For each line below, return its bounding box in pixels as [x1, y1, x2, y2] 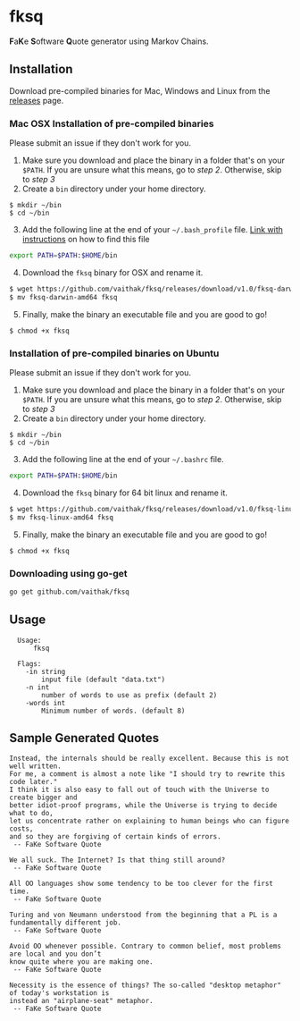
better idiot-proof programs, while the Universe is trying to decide [9, 801, 278, 810]
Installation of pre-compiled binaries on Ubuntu [9, 347, 220, 359]
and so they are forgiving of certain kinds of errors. [9, 832, 221, 841]
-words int [25, 698, 66, 707]
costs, [9, 824, 34, 833]
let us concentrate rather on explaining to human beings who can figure [9, 816, 290, 826]
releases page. [9, 95, 64, 105]
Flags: [17, 659, 42, 668]
